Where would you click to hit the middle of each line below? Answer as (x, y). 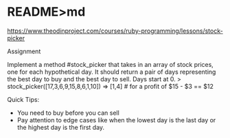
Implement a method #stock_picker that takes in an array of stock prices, (111, 64)
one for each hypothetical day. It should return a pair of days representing (112, 72)
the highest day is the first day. (61, 127)
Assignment (24, 51)
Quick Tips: (23, 99)
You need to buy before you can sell (68, 113)
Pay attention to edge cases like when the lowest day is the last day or (116, 120)
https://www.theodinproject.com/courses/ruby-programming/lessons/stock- (115, 31)
